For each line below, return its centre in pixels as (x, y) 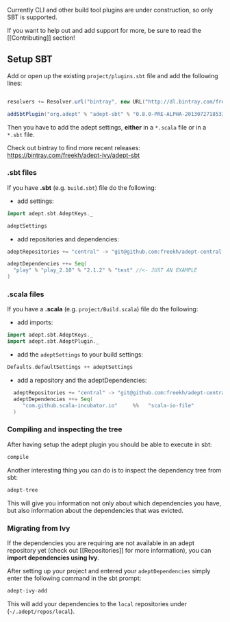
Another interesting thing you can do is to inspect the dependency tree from (114, 470)
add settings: (36, 201)
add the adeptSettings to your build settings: (80, 355)
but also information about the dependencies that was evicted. (95, 510)
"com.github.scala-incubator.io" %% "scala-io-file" (108, 405)
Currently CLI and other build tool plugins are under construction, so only (110, 10)
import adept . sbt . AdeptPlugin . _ (53, 342)
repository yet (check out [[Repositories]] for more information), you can (109, 550)
